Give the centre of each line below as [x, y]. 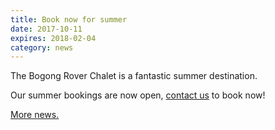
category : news [42, 47]
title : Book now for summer [69, 19]
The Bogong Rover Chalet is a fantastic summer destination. [134, 76]
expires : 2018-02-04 [53, 38]
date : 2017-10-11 [46, 29]
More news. [35, 115]
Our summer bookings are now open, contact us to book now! [138, 95]
